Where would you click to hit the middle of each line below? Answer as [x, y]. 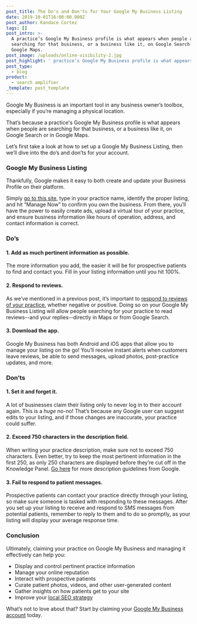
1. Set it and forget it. [32, 392]
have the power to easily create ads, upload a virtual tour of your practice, [96, 211]
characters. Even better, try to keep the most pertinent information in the [94, 456]
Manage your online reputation [52, 572]
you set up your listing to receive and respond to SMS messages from [90, 508]
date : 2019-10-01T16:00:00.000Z [45, 17]
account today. [24, 615]
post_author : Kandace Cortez [42, 22]
